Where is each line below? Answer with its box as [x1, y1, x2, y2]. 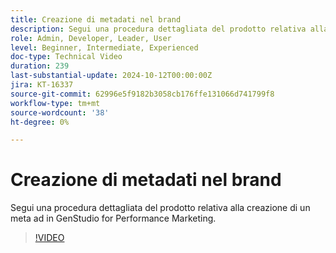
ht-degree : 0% [10, 117, 70, 127]
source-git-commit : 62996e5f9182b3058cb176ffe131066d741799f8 [10, 89, 275, 99]
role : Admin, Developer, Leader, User [10, 33, 172, 43]
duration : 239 [10, 61, 70, 71]
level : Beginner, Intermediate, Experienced [10, 42, 199, 53]
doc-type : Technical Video [10, 52, 123, 62]
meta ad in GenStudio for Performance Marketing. [10, 212, 217, 225]
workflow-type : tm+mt [10, 98, 101, 108]
